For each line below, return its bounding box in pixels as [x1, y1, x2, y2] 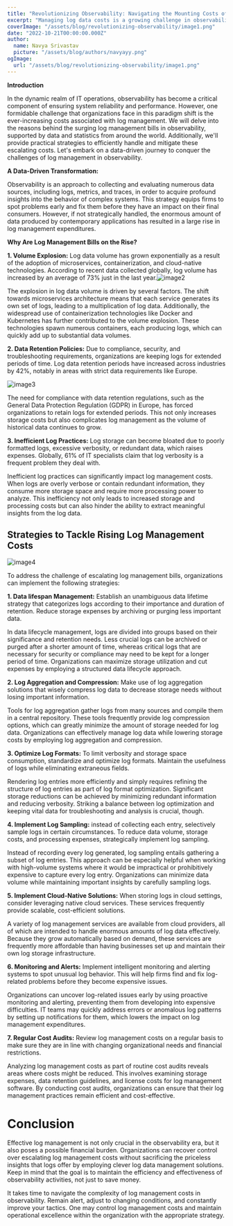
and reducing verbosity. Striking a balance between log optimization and [7, 799, 215, 808]
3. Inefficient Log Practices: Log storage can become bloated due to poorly [7, 436, 225, 445]
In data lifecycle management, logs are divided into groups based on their [7, 628, 218, 636]
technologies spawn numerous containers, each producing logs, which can [7, 323, 222, 332]
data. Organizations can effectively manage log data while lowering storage [7, 729, 223, 737]
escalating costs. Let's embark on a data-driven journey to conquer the [7, 146, 211, 154]
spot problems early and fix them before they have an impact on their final [7, 202, 219, 210]
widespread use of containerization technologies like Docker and [7, 309, 193, 317]
